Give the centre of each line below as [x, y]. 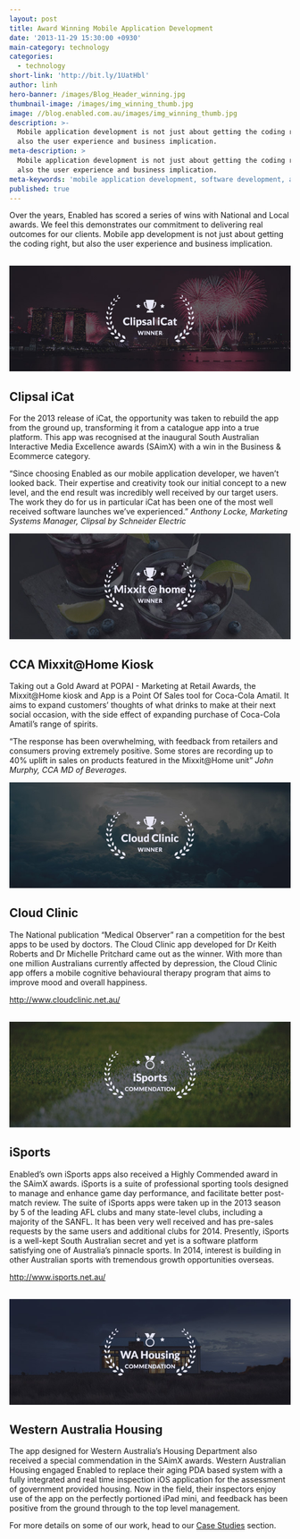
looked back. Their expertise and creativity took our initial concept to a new [148, 483]
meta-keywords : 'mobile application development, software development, [147, 179]
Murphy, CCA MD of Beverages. [68, 770]
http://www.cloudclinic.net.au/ [65, 999]
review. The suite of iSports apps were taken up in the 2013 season [158, 1203]
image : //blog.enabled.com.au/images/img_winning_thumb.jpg [124, 113]
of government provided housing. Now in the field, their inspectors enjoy [143, 1489]
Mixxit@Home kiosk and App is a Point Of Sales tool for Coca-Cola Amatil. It [149, 695]
